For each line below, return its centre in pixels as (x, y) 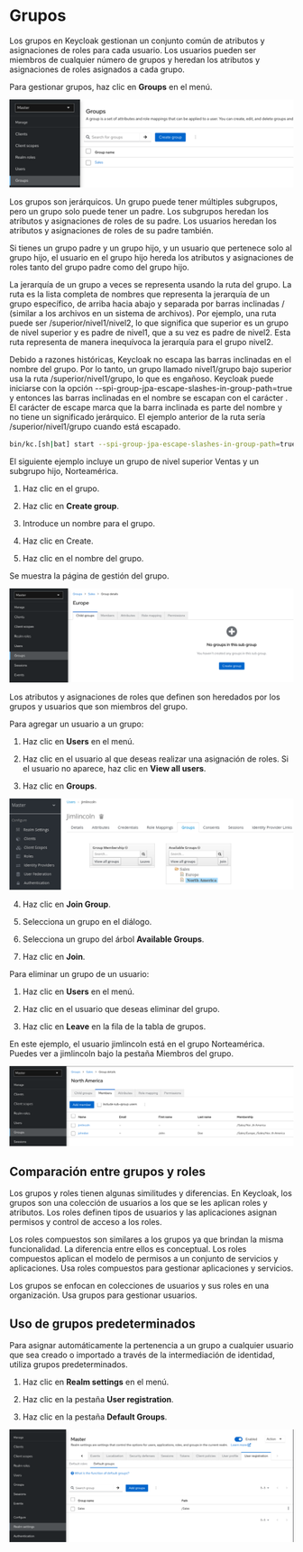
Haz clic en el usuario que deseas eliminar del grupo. (121, 1009)
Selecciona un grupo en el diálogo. (87, 922)
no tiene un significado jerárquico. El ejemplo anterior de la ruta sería (138, 417)
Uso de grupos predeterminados (102, 1324)
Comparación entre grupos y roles (107, 1171)
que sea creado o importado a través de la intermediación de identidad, (142, 1355)
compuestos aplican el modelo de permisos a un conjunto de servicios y (144, 1259)
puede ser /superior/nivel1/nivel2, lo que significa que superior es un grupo (149, 323)
